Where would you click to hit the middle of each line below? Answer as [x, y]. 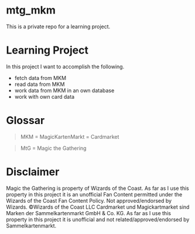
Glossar [25, 121]
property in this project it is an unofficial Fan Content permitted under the [94, 194]
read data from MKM [40, 84]
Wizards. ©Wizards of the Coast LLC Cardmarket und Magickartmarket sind [98, 207]
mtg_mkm [31, 10]
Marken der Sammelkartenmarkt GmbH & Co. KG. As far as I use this [89, 213]
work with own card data [45, 96]
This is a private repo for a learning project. [58, 26]
